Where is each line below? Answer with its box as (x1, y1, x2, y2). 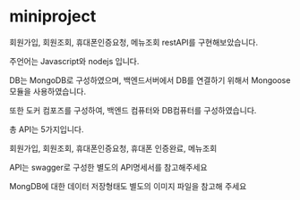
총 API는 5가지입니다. (9, 123, 84, 135)
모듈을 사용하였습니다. (9, 86, 87, 96)
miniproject (9, 6, 97, 27)
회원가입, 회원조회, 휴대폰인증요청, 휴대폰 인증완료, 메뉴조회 (9, 143, 218, 154)
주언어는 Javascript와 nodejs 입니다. (9, 55, 140, 66)
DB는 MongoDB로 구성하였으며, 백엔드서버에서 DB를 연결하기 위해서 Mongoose (9, 74, 291, 86)
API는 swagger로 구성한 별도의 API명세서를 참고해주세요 (9, 162, 208, 172)
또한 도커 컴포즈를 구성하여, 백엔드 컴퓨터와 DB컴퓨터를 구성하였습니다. (9, 104, 257, 115)
